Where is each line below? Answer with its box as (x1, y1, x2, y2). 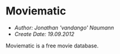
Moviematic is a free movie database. (5, 42, 99, 49)
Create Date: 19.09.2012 (14, 30, 75, 37)
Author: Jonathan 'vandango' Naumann (14, 24, 115, 31)
